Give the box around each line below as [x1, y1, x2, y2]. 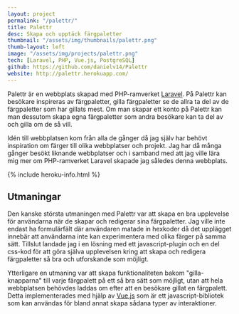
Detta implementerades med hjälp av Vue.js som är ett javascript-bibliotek [7, 291, 224, 300]
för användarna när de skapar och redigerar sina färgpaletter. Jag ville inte [7, 217, 225, 226]
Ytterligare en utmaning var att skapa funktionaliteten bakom [7, 268, 185, 278]
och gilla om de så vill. [7, 120, 73, 128]
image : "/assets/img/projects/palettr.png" [7, 51, 139, 58]
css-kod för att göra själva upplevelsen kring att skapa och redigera [7, 247, 206, 256]
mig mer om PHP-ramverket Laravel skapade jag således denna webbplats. [7, 156, 228, 164]
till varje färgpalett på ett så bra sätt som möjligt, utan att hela [43, 276, 223, 285]
